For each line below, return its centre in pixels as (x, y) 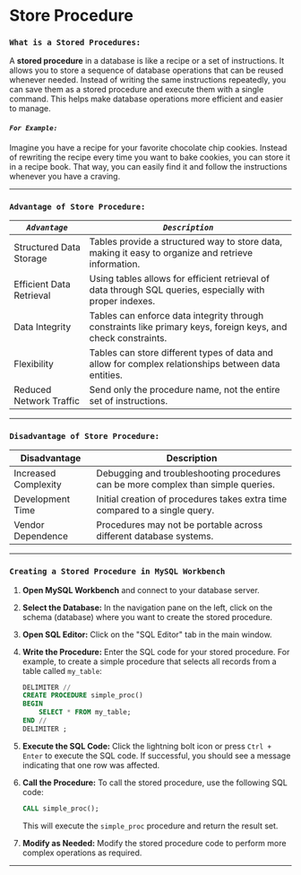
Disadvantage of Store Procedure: (84, 436)
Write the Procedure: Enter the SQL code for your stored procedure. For (156, 652)
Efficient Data (42, 284)
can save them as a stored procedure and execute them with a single (137, 90)
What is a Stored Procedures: (75, 43)
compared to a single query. (155, 511)
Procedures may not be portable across (180, 525)
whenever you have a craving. (65, 176)
